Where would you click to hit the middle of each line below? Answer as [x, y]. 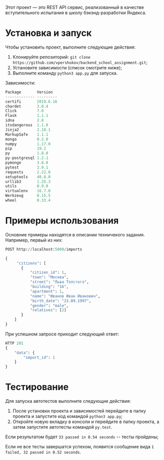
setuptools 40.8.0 [28, 177]
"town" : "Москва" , [49, 277]
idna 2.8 [24, 120]
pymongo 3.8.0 [27, 163]
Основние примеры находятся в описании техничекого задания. [75, 234]
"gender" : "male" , [49, 306]
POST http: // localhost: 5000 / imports [44, 249]
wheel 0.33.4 [28, 200]
